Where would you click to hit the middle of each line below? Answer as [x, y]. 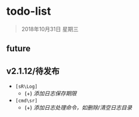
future [18, 49]
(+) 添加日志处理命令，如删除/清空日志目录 [78, 108]
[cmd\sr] [26, 101]
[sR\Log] [26, 87]
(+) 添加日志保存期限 [51, 94]
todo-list [29, 11]
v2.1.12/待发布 [33, 71]
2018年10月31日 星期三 [50, 29]
